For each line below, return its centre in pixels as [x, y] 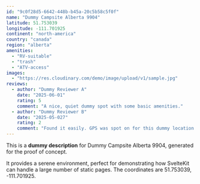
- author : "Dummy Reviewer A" [49, 90]
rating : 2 [29, 123]
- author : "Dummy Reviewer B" [49, 112]
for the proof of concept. [37, 152]
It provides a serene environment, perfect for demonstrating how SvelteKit [98, 163]
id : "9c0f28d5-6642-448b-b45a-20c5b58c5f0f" [63, 12]
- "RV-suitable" [32, 56]
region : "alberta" [29, 45]
